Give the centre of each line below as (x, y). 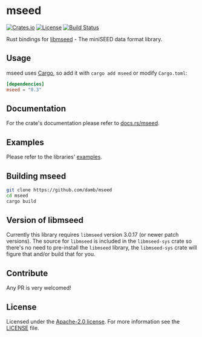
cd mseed (17, 196)
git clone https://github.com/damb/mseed (59, 190)
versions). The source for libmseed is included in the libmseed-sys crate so (99, 241)
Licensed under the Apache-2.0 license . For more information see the (93, 322)
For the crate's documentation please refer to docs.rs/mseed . (83, 123)
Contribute (27, 273)
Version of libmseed (45, 220)
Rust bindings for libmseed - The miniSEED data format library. (84, 39)
